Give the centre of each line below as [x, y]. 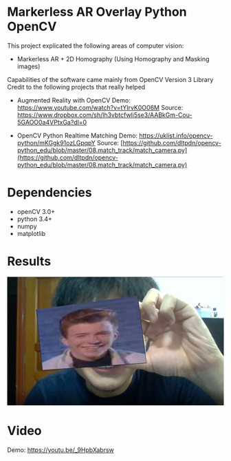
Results [29, 261]
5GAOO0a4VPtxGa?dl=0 [52, 122]
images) [29, 66]
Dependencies [49, 193]
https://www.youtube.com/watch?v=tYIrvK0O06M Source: [100, 107]
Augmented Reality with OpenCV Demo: [74, 100]
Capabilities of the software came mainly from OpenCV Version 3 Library [110, 79]
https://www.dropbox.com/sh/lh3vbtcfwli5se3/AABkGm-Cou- [104, 115]
